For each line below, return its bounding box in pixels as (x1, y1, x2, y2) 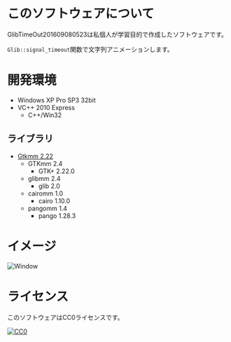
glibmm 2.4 (27, 174, 61, 182)
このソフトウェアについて (7, 6, 155, 22)
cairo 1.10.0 (38, 196, 71, 205)
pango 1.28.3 (38, 211, 76, 220)
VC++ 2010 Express (17, 103, 76, 111)
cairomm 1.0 (27, 189, 64, 198)
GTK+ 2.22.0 (38, 167, 75, 175)
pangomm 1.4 (27, 204, 68, 212)
